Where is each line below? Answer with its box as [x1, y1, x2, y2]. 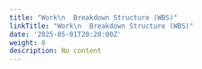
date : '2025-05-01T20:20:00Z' [9, 30, 122, 39]
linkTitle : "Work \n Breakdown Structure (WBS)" [9, 22, 194, 30]
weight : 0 [9, 38, 46, 47]
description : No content [9, 47, 102, 56]
